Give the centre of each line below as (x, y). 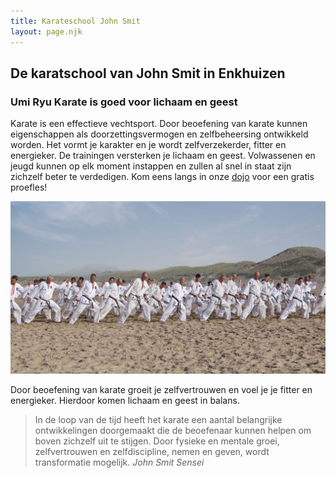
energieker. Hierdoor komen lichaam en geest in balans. (125, 400)
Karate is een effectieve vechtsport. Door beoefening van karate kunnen (159, 124)
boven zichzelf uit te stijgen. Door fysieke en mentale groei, (157, 441)
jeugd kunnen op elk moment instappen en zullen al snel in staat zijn (151, 166)
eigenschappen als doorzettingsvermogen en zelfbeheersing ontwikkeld (159, 134)
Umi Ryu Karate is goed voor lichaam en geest (124, 102)
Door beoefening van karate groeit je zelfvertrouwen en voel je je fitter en (161, 389)
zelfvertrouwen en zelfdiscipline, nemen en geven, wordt (152, 451)
